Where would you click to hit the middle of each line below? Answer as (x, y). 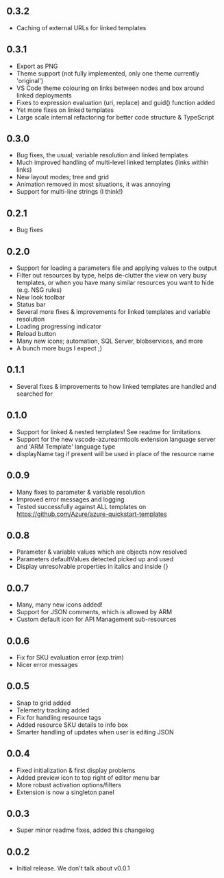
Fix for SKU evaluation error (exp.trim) (70, 657)
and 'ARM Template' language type (66, 447)
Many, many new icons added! (60, 605)
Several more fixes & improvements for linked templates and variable (113, 312)
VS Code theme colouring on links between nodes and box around (110, 88)
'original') (30, 80)
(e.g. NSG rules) (39, 290)
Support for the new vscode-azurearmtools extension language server (116, 439)
